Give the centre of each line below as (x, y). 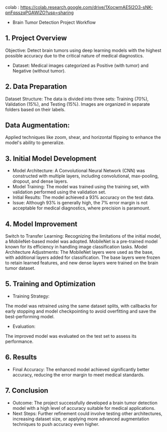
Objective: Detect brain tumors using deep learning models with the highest (83, 50)
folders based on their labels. (35, 109)
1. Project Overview (36, 38)
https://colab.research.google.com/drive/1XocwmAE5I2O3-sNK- (87, 7)
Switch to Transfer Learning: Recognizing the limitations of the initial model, (83, 236)
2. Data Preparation (36, 87)
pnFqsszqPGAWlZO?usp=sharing (40, 13)
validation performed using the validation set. (59, 192)
